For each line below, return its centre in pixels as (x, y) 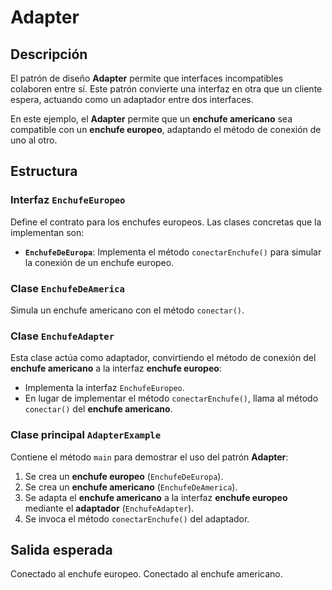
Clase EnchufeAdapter (62, 336)
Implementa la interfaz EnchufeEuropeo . (104, 388)
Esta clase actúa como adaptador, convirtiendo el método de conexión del (163, 358)
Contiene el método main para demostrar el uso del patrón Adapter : (149, 457)
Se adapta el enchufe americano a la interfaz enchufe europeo (156, 497)
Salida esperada (61, 549)
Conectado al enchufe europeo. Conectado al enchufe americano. (146, 574)
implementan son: (47, 232)
